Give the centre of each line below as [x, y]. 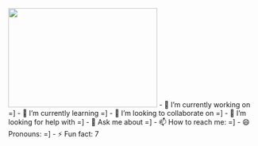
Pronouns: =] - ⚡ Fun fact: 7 [54, 134]
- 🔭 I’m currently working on [204, 105]
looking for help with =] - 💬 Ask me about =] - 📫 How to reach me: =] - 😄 [129, 122]
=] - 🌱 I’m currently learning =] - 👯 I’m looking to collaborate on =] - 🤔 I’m [127, 113]
